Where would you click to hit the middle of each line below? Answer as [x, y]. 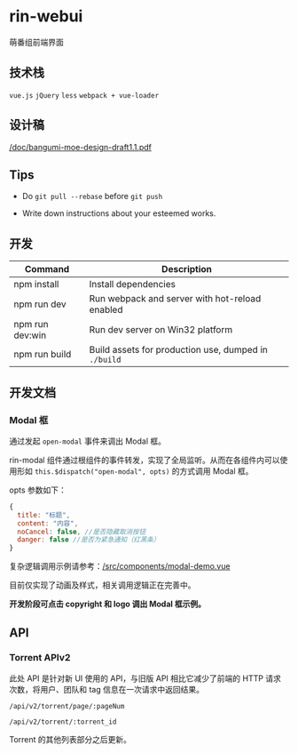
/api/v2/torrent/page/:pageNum [67, 706]
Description [187, 269]
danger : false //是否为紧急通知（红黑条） [89, 540]
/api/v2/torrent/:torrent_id [63, 722]
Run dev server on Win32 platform [161, 330]
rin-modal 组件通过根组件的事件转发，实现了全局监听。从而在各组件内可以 [145, 460]
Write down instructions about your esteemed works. [119, 213]
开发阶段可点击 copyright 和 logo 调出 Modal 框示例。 [108, 604]
